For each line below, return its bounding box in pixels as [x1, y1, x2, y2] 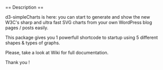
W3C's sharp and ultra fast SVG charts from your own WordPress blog [5, 20, 152, 25]
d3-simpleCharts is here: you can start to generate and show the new [5, 14, 150, 20]
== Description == [5, 5, 44, 10]
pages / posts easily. [5, 25, 49, 31]
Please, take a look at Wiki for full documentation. [5, 50, 109, 55]
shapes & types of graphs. [5, 40, 60, 46]
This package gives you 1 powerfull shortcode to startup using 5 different [5, 35, 158, 40]
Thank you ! [5, 59, 30, 65]
